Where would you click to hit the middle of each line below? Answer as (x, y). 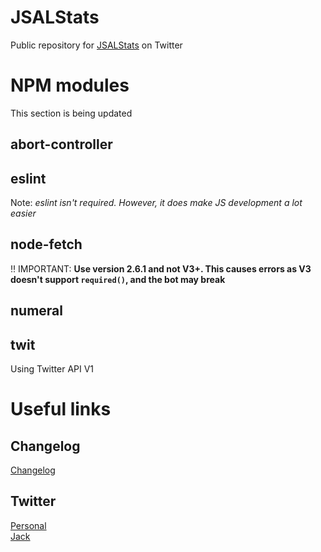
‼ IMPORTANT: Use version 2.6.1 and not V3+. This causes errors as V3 (161, 268)
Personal (28, 525)
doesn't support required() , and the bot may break (118, 279)
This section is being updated (71, 113)
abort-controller (61, 144)
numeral (36, 311)
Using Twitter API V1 (52, 369)
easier (23, 213)
